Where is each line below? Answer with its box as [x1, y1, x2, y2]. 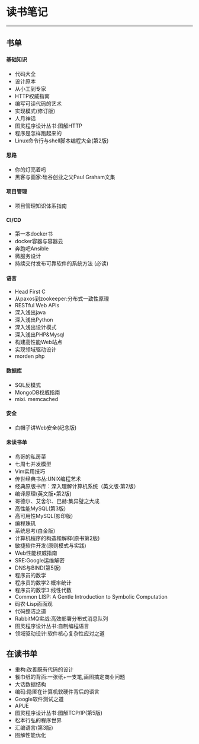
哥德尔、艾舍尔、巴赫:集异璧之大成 [14, 497, 99, 504]
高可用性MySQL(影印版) [14, 512, 73, 519]
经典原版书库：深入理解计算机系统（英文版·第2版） [14, 482, 139, 489]
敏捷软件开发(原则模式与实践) [14, 542, 87, 549]
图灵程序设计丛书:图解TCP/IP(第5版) [14, 709, 102, 716]
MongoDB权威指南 [14, 389, 60, 396]
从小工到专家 [14, 85, 46, 92]
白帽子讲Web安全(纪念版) [14, 424, 77, 431]
